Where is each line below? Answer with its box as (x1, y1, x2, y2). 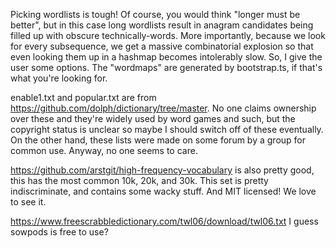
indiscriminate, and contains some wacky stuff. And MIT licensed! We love (10, 185, 317, 197)
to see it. (10, 196, 47, 208)
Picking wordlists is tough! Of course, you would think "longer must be (10, 9, 301, 20)
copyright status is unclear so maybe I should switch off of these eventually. (10, 124, 324, 135)
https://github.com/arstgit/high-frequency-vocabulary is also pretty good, (10, 164, 315, 176)
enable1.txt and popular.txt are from (10, 92, 157, 103)
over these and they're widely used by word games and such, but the (10, 113, 296, 124)
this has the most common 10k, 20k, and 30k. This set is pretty (10, 175, 269, 186)
